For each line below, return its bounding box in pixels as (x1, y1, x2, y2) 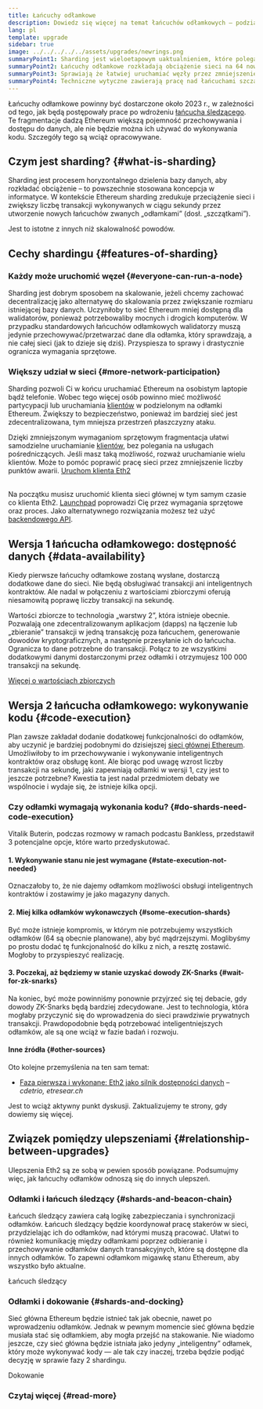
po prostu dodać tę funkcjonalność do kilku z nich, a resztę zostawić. (8, 941, 232, 951)
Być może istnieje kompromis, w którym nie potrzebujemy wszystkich (8, 925, 233, 934)
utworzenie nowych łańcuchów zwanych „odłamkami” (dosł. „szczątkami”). (8, 209, 251, 218)
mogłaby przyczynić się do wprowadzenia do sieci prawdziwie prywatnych (8, 1010, 250, 1020)
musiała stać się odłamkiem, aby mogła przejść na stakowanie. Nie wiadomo (8, 1331, 254, 1340)
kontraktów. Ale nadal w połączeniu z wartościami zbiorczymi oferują (8, 587, 231, 597)
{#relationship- (173, 1132, 250, 1146)
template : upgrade (8, 33, 68, 42)
